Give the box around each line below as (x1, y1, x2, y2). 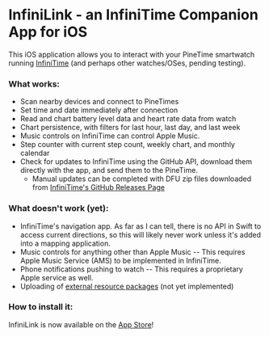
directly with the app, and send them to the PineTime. (19, 166, 198, 175)
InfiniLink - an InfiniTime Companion (8, 6, 258, 24)
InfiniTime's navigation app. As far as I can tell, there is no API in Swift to (19, 221, 262, 231)
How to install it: (8, 301, 74, 313)
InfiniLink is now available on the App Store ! (8, 319, 154, 329)
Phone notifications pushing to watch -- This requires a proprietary (19, 264, 244, 274)
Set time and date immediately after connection (19, 105, 179, 115)
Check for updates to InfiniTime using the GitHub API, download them (19, 157, 253, 166)
